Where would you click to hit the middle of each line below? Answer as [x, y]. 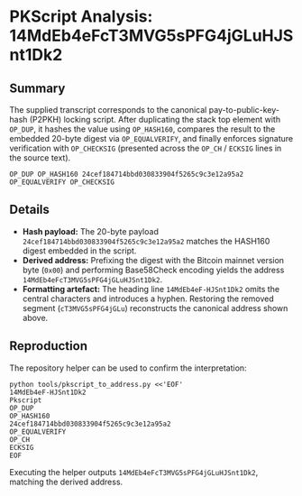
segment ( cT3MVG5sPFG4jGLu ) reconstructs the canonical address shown [155, 308]
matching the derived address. [66, 482]
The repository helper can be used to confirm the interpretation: [128, 368]
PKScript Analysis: [81, 17]
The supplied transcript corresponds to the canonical [108, 110]
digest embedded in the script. [79, 251]
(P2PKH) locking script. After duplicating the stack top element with [155, 119]
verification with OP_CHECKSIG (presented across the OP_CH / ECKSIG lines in [146, 148]
